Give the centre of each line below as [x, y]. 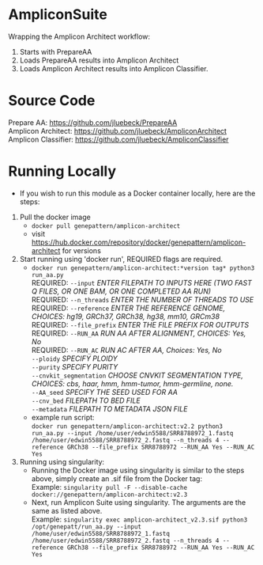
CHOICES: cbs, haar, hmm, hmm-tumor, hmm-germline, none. [132, 383]
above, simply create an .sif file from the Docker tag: [117, 478]
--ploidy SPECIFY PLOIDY [74, 358]
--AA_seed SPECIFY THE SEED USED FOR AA [104, 392]
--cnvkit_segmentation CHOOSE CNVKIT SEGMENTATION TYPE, [137, 375]
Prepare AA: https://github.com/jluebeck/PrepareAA [93, 122]
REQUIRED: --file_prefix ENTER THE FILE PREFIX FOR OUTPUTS [140, 324]
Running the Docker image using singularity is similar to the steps [138, 470]
